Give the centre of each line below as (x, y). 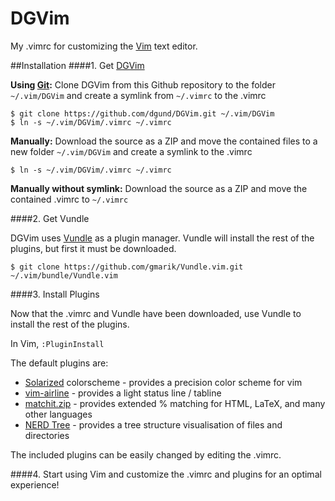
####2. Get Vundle (50, 218)
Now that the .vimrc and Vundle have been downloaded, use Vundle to (156, 313)
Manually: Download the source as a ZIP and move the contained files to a (164, 141)
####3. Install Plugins (55, 294)
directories (47, 435)
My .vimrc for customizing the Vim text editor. (104, 46)
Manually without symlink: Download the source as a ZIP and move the (159, 188)
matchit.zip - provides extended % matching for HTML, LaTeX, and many (175, 403)
